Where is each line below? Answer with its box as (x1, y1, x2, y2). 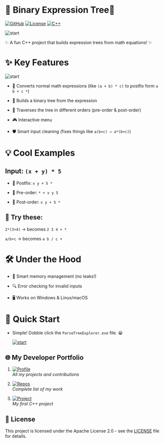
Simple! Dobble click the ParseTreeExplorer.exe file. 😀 (12, 330, 123, 335)
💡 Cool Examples (5, 148, 75, 158)
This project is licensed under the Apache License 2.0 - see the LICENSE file (5, 428, 160, 434)
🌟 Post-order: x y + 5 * (12, 199, 61, 205)
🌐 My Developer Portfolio (5, 353, 84, 361)
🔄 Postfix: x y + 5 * (12, 180, 53, 186)
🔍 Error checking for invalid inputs (12, 283, 82, 289)
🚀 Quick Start (5, 313, 60, 325)
